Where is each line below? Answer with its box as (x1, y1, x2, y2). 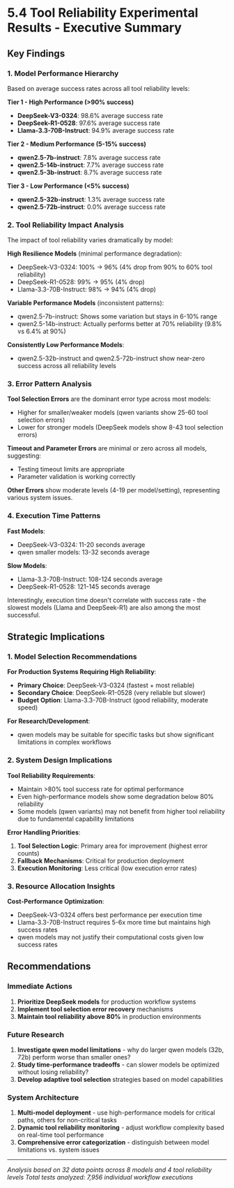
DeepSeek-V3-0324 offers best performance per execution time (17, 911, 203, 919)
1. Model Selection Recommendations (7, 652, 137, 661)
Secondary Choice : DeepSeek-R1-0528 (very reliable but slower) (17, 689, 205, 697)
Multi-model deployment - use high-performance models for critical (17, 1108, 216, 1117)
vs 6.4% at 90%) (17, 327, 66, 336)
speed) (17, 703, 38, 712)
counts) (17, 849, 40, 857)
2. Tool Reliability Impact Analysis (7, 220, 124, 230)
